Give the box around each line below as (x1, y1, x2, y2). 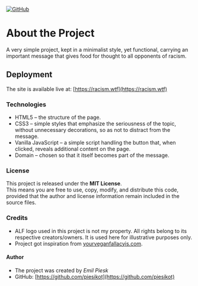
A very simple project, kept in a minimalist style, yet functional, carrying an (6, 46, 189, 53)
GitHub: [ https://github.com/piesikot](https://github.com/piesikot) (14, 273, 175, 280)
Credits (6, 214, 28, 222)
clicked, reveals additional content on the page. (14, 146, 131, 153)
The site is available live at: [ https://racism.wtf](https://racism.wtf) (6, 85, 168, 92)
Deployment (6, 70, 53, 80)
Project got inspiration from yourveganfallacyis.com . (14, 240, 143, 247)
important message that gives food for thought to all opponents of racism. (6, 52, 187, 59)
